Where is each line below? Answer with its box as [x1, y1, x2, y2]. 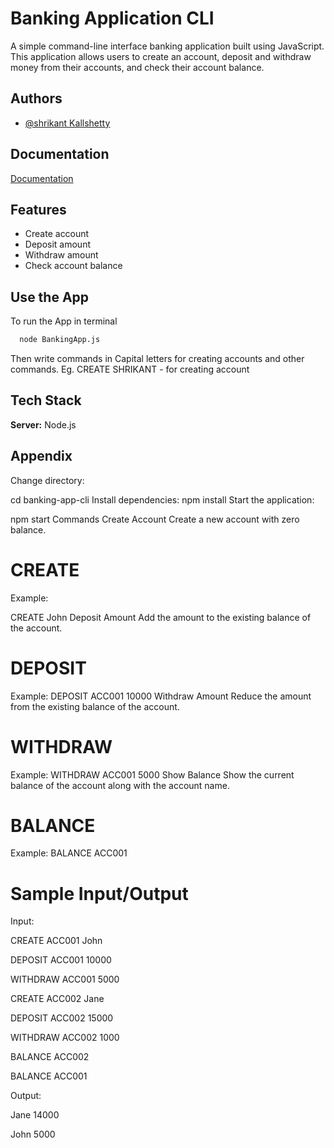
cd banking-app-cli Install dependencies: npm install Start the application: [10, 493, 315, 506]
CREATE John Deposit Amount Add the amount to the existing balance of [10, 611, 312, 623]
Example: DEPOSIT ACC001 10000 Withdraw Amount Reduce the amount [10, 690, 312, 702]
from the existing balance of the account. [10, 700, 180, 712]
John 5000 [10, 1128, 56, 1141]
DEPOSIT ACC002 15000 [10, 1012, 114, 1024]
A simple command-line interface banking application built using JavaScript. [10, 40, 325, 52]
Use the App [10, 288, 90, 306]
